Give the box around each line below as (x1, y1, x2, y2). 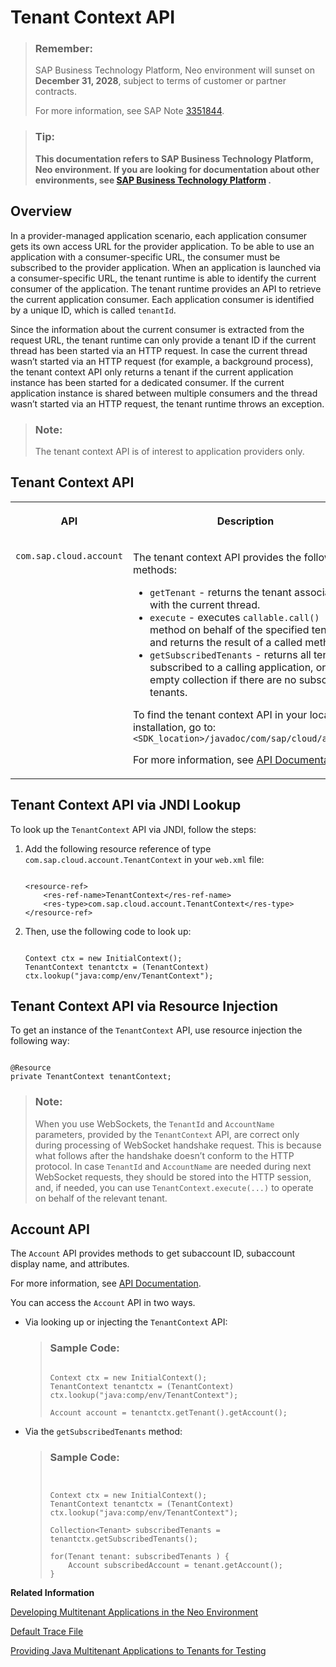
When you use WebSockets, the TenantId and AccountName (34, 1117, 275, 1130)
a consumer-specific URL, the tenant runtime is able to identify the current (10, 272, 317, 284)
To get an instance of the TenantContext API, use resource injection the (10, 1024, 303, 1036)
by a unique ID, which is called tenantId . (10, 304, 177, 316)
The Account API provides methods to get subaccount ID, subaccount (10, 1247, 296, 1260)
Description (216, 514, 275, 528)
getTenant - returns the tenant (149, 585, 292, 599)
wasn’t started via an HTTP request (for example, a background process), (10, 355, 314, 367)
